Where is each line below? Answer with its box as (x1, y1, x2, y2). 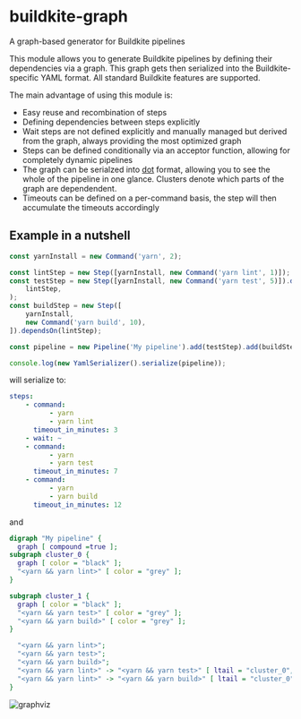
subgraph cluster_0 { (9, 551, 90, 560)
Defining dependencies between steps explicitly (21, 116, 201, 127)
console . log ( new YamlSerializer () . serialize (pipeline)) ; (9, 358, 227, 368)
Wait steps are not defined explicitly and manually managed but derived (21, 125, 288, 136)
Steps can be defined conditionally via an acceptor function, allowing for (21, 145, 291, 156)
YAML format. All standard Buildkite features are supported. (40, 72, 262, 82)
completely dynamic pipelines (21, 154, 133, 165)
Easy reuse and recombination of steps (21, 107, 168, 117)
